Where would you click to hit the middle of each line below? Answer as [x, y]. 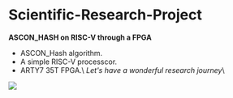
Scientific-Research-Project [106, 15]
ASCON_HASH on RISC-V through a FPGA [80, 37]
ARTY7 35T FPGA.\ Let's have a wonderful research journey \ [122, 70]
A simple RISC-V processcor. [69, 62]
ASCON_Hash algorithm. [61, 53]
